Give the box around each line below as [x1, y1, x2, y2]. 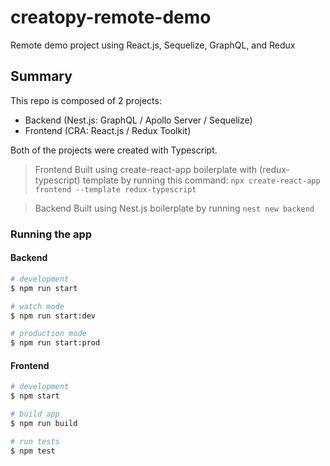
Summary [10, 68, 73, 85]
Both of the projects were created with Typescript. [10, 144, 218, 156]
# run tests [10, 436, 60, 446]
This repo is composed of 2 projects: [10, 94, 162, 106]
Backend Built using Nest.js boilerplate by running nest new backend [34, 202, 315, 214]
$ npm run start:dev [10, 311, 97, 321]
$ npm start [10, 391, 60, 401]
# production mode [10, 329, 87, 339]
